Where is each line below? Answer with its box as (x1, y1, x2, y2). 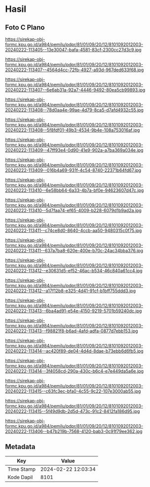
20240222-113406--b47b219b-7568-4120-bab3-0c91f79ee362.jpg (5, 429, 143, 434)
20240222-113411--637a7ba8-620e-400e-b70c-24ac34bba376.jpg (5, 248, 144, 253)
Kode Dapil (7, 474, 33, 481)
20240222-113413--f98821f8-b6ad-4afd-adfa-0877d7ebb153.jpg (5, 328, 138, 334)
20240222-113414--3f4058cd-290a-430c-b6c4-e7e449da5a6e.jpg (5, 368, 144, 374)
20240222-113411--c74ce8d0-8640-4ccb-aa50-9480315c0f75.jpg (5, 227, 142, 233)
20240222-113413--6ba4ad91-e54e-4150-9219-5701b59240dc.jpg (5, 308, 142, 313)
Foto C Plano (5, 23, 45, 32)
